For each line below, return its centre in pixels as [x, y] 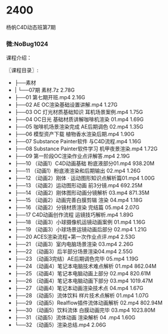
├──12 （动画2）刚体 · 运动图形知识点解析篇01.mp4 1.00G [85, 178]
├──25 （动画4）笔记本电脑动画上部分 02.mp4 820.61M [83, 274]
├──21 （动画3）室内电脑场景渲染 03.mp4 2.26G [74, 244]
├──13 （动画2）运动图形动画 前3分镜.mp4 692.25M [78, 185]
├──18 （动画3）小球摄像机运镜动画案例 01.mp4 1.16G [80, 222]
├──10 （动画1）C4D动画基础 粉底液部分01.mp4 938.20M [85, 163]
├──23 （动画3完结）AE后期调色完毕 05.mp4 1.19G [76, 259]
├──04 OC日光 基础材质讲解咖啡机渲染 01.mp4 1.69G [79, 119]
